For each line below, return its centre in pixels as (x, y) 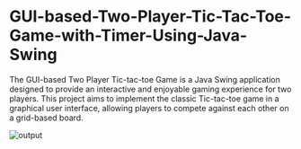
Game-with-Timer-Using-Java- (128, 35)
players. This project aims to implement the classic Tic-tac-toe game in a (145, 98)
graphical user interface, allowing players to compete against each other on (149, 108)
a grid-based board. (46, 118)
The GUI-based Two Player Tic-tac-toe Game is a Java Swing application (145, 79)
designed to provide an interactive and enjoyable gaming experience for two (150, 89)
